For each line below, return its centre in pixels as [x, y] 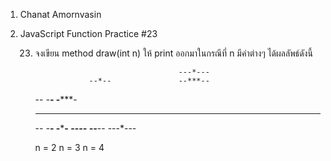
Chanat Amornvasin [60, 14]
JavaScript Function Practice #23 [88, 33]
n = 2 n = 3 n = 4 [69, 147]
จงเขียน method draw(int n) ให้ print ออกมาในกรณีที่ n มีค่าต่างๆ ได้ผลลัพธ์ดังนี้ [173, 53]
